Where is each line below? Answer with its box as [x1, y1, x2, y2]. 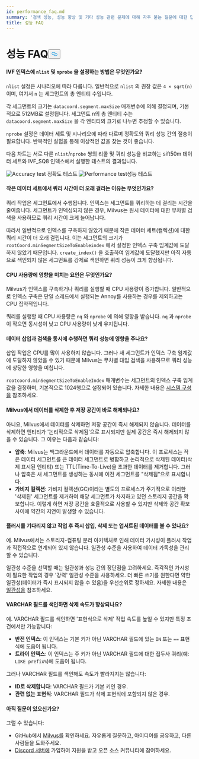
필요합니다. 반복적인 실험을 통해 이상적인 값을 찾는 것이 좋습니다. [6, 137, 155, 144]
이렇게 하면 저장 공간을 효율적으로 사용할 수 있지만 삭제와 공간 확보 [37, 500, 191, 507]
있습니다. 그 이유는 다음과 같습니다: [18, 435, 99, 442]
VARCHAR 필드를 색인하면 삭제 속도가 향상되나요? [6, 601, 123, 608]
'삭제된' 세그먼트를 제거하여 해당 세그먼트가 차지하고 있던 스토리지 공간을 [14, 492, 182, 499]
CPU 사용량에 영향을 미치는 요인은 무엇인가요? [6, 271, 113, 278]
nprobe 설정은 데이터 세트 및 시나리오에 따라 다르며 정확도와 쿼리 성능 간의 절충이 [6, 130, 192, 137]
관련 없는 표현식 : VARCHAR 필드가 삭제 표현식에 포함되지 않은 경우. [14, 690, 170, 697]
